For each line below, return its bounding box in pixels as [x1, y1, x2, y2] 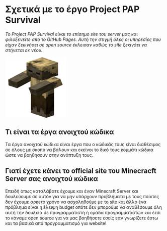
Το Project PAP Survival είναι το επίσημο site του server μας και [5, 31, 138, 37]
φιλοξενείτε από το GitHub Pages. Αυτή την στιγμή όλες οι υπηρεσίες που [5, 36, 161, 42]
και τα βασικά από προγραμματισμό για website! [5, 220, 107, 226]
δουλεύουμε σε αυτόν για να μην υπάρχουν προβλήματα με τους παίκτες [5, 193, 159, 199]
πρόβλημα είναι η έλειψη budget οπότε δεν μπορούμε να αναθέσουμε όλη [5, 204, 162, 210]
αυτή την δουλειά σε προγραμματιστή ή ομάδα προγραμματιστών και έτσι [5, 209, 161, 215]
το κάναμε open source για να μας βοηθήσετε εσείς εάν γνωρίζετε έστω [5, 215, 158, 221]
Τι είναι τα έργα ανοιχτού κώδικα [5, 128, 114, 136]
